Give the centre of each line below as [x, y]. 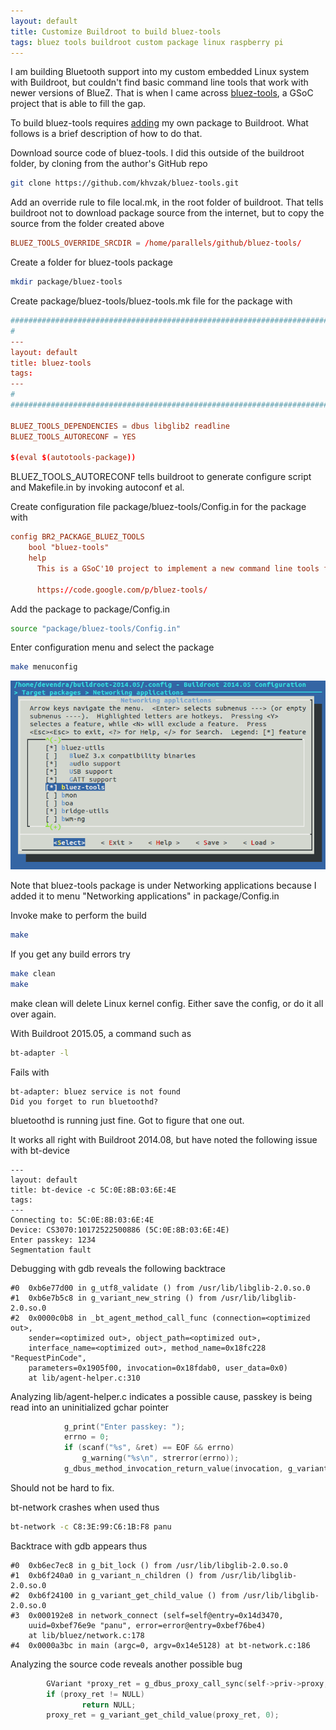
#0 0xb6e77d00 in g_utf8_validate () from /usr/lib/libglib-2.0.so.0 [160, 1288]
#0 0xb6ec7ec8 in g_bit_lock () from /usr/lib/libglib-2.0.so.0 [149, 1565]
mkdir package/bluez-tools [66, 282]
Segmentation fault [51, 1250]
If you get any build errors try [70, 954]
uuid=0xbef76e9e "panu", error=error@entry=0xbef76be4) [147, 1625]
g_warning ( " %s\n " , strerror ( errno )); [160, 1458]
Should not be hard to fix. [62, 1487]
